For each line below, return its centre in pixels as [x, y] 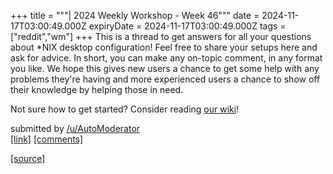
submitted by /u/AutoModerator [75, 128]
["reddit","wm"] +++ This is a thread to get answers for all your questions [161, 36]
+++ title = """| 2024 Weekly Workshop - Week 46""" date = [135, 15]
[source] [28, 158]
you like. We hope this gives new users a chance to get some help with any [165, 68]
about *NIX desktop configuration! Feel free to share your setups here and [164, 47]
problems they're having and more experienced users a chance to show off [165, 79]
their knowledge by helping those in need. [97, 89]
